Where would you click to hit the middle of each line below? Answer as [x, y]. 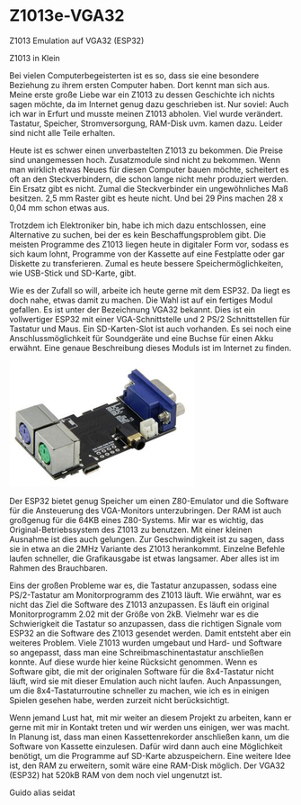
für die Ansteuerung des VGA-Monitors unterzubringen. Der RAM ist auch [146, 511]
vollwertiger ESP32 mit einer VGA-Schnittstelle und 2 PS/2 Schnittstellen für [150, 319]
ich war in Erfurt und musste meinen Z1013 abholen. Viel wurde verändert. [146, 113]
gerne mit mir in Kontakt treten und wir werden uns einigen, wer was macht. [150, 727]
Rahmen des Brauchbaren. [58, 567]
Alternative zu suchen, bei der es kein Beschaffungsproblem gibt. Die [138, 234]
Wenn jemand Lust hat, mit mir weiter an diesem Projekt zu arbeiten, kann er [150, 718]
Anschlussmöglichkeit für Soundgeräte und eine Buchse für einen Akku [142, 338]
